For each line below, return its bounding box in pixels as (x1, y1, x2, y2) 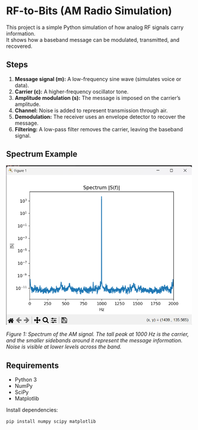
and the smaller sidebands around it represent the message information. (6, 337, 183, 344)
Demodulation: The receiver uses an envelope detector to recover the (14, 113, 186, 120)
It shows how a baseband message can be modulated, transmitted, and (6, 36, 180, 43)
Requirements (6, 360, 59, 370)
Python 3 (14, 376, 37, 383)
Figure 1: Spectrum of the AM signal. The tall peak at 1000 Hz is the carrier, (6, 331, 189, 338)
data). (14, 82, 29, 89)
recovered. (6, 43, 32, 50)
